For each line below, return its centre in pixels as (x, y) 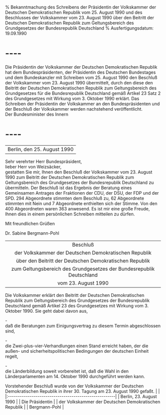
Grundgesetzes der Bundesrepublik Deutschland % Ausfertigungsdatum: (80, 28)
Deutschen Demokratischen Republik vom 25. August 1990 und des (74, 12)
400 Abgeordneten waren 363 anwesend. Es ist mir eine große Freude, (78, 208)
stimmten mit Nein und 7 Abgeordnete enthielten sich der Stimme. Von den (81, 203)
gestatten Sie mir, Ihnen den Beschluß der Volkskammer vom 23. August (79, 172)
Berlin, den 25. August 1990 (41, 149)
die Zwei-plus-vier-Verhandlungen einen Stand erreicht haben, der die (77, 346)
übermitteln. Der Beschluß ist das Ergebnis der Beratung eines (68, 188)
